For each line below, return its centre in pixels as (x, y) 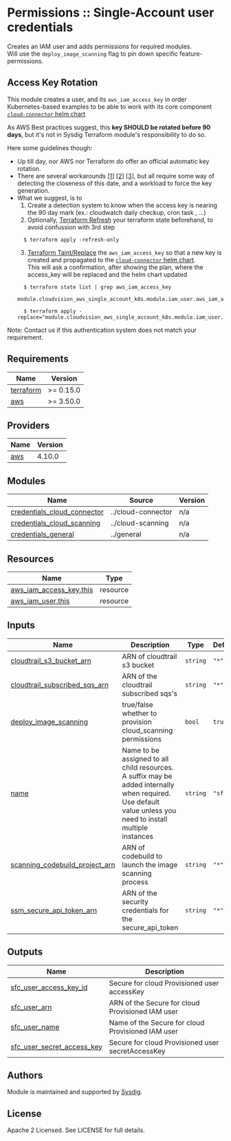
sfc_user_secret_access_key (57, 1047)
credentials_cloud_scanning (56, 523)
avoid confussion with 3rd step (71, 227)
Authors (25, 1076)
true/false (137, 704)
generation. (33, 190)
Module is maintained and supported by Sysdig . (75, 1092)
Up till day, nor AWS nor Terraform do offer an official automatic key (113, 161)
